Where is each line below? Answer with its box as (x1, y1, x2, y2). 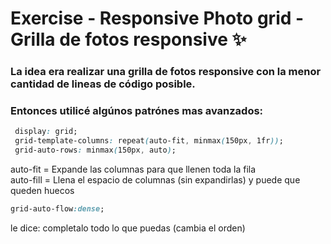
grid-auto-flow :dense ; (10, 204, 105, 214)
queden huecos (10, 185, 75, 197)
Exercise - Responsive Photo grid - (10, 7, 305, 30)
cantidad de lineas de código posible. (10, 77, 196, 91)
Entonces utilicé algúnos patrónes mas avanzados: (10, 104, 264, 118)
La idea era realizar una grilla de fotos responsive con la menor (10, 65, 322, 79)
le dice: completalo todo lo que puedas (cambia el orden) (10, 222, 246, 234)
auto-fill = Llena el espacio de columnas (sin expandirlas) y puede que (10, 174, 301, 186)
